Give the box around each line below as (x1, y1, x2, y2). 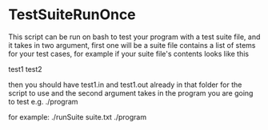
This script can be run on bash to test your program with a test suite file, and (8, 32, 261, 41)
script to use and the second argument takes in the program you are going (8, 88, 254, 97)
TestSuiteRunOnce (8, 6, 136, 24)
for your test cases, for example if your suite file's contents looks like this (8, 49, 250, 58)
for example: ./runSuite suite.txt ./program (8, 112, 146, 121)
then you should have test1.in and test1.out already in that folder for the (8, 80, 242, 89)
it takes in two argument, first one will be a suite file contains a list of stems (8, 40, 256, 49)
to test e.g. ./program (8, 97, 78, 106)
